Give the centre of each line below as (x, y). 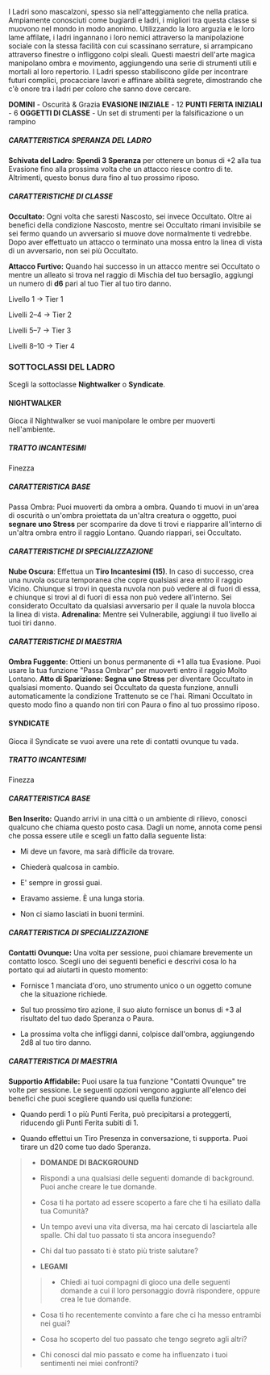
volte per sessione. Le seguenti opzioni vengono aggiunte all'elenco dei (127, 1090)
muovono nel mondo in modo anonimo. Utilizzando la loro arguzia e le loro (132, 29)
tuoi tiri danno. (32, 623)
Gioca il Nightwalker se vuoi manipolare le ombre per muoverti (112, 421)
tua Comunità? (64, 1211)
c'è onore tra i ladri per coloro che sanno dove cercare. (100, 89)
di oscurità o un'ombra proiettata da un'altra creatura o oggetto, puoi (123, 516)
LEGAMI (54, 1267)
